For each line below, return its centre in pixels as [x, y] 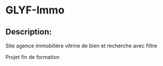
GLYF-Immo [35, 10]
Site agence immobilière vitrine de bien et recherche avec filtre [81, 46]
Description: [29, 32]
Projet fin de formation [33, 57]
